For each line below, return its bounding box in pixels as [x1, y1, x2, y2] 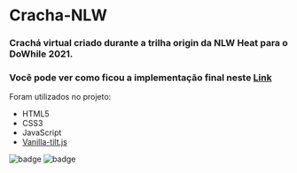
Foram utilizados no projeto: [9, 92, 112, 102]
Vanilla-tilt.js [21, 137, 68, 147]
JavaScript [21, 127, 62, 138]
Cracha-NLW [9, 5, 108, 26]
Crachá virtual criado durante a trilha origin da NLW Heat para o [9, 37, 288, 49]
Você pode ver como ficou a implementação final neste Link [9, 71, 272, 84]
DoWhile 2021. [9, 48, 74, 60]
